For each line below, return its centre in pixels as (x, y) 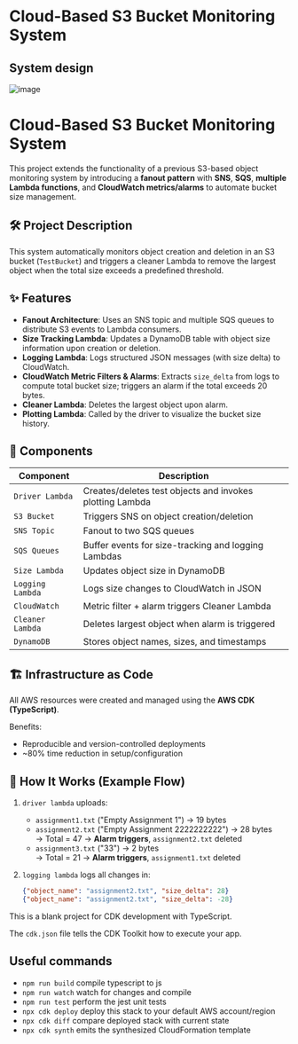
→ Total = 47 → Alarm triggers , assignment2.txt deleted (138, 839)
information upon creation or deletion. (91, 348)
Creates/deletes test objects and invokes (168, 491)
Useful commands (61, 961)
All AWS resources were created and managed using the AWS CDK (132, 700)
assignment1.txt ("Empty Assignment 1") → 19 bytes (131, 820)
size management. (43, 196)
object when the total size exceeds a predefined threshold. (117, 270)
